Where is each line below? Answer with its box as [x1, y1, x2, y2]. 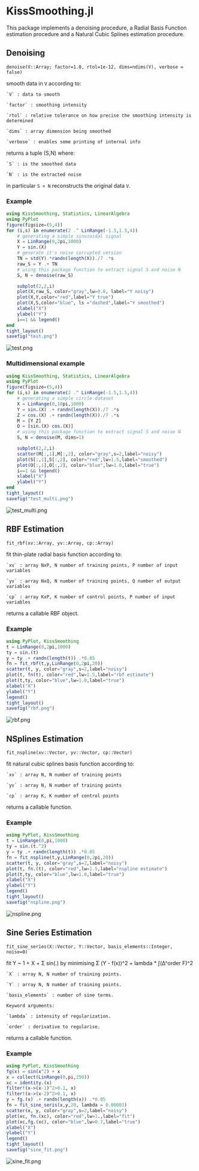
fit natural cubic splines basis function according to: [6, 760, 135, 768]
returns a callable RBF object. [6, 610, 79, 617]
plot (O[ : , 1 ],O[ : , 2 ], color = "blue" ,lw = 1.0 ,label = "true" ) [17, 462, 160, 468]
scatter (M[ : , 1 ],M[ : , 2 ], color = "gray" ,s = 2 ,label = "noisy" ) [17, 451, 162, 457]
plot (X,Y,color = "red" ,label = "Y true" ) [17, 294, 114, 300]
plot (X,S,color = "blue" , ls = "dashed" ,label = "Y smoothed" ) [17, 300, 165, 306]
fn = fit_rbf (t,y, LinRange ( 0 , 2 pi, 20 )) [6, 661, 103, 667]
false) [6, 69, 23, 75]
